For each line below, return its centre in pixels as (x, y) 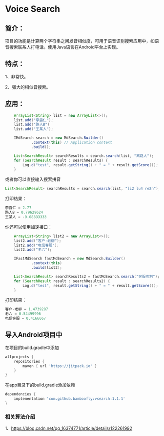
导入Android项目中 (34, 335)
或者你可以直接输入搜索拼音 (33, 179)
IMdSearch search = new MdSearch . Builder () (59, 138)
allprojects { (20, 357)
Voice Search (32, 9)
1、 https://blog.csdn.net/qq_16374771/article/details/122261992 (69, 428)
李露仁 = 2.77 (18, 208)
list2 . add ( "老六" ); (33, 250)
